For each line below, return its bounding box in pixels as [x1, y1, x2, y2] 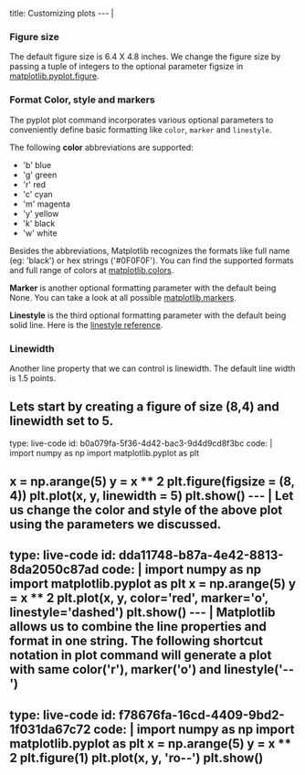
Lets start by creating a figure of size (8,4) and [9, 399, 280, 415]
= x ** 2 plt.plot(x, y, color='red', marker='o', [9, 590, 269, 606]
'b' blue [22, 159, 52, 170]
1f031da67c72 [9, 721, 91, 737]
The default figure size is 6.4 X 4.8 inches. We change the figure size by [9, 51, 281, 62]
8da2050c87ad [9, 562, 100, 578]
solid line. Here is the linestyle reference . [9, 319, 163, 330]
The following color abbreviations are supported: [9, 142, 194, 153]
